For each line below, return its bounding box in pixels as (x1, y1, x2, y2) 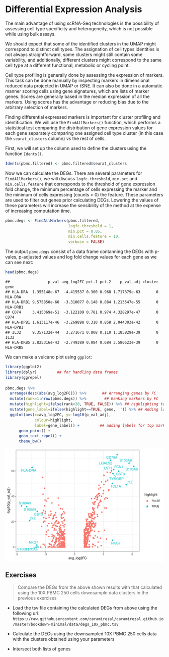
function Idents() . (5, 150, 43, 157)
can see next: (5, 259, 34, 266)
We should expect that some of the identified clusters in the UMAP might (5, 40, 156, 46)
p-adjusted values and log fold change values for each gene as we (18, 254, 157, 260)
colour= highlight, (34, 418, 73, 423)
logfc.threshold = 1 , (68, 223, 114, 228)
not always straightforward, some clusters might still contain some (5, 52, 143, 58)
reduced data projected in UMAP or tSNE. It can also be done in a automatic (5, 82, 162, 89)
